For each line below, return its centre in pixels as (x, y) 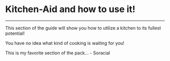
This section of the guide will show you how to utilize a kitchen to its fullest (83, 28)
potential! (15, 33)
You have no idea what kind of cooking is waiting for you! (65, 43)
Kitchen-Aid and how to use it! (70, 9)
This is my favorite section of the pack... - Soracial (58, 53)
